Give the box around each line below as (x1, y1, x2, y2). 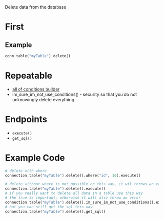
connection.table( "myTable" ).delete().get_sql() (5, 209, 106, 214)
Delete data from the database (5, 4, 67, 10)
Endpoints (5, 114, 47, 125)
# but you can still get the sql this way (5, 204, 93, 209)
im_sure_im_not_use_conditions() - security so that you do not (12, 91, 137, 97)
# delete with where (5, 168, 47, 173)
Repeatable (5, 70, 53, 81)
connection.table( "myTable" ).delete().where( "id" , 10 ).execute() (5, 173, 141, 178)
